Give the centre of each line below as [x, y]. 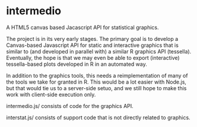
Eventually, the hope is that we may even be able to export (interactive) [93, 58]
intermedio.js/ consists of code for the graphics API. [70, 106]
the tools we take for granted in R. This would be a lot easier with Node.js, [96, 82]
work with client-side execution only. [51, 94]
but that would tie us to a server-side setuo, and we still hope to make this [96, 88]
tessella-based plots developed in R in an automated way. [77, 64]
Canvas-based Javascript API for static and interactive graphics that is [93, 45]
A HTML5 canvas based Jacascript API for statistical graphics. [82, 27]
